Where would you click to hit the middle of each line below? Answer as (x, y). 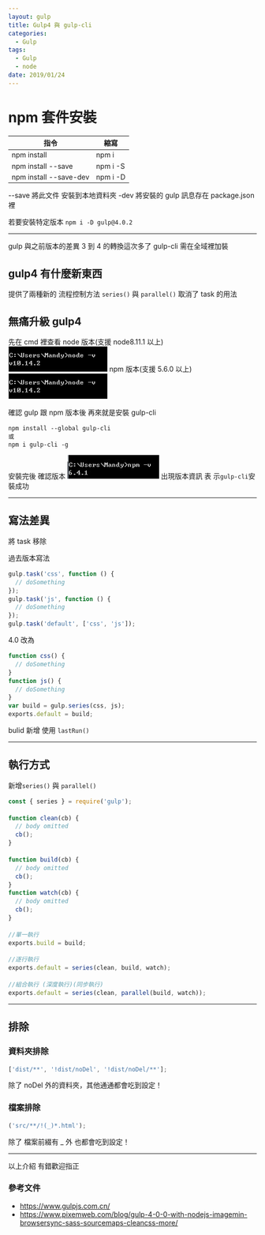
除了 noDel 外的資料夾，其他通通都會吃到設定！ (86, 1085)
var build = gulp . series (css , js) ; (67, 706)
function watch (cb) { (44, 893)
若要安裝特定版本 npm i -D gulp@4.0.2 (70, 222)
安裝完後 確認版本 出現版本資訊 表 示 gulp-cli (128, 476)
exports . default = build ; (50, 715)
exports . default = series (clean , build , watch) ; (90, 968)
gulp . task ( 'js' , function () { (60, 599)
